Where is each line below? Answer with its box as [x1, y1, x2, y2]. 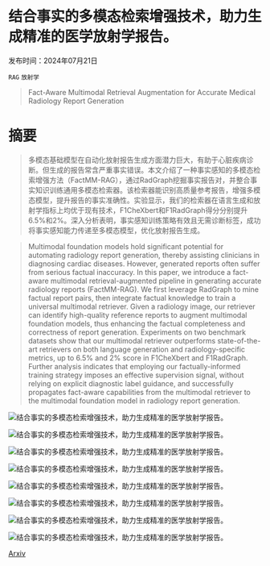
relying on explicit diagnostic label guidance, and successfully [27, 378, 235, 388]
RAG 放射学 [8, 73, 40, 81]
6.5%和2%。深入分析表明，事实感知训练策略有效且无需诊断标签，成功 [27, 215, 261, 225]
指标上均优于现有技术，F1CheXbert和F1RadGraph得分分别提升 [42, 205, 248, 214]
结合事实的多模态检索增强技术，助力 [8, 7, 248, 26]
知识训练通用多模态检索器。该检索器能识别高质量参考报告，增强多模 [35, 185, 261, 194]
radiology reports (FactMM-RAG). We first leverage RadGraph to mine [27, 284, 260, 294]
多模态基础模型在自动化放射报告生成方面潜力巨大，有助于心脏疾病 [27, 155, 247, 164]
